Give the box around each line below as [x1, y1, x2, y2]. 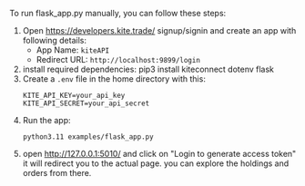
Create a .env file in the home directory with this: [22, 73, 207, 84]
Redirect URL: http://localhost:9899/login [36, 54, 200, 64]
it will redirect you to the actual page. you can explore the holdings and [22, 158, 290, 169]
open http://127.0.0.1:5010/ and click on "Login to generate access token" [22, 149, 297, 159]
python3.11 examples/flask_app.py [22, 132, 154, 142]
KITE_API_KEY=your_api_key [22, 91, 126, 100]
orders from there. [22, 168, 92, 178]
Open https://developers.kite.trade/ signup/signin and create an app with [22, 25, 297, 35]
